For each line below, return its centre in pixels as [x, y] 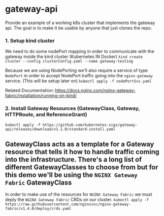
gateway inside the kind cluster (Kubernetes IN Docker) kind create [74, 57]
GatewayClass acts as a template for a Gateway [80, 144]
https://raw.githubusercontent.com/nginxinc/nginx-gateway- [68, 204]
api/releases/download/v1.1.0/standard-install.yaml [60, 129]
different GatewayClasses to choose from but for [82, 167]
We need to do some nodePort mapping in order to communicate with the [80, 51]
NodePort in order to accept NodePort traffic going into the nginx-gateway [79, 76]
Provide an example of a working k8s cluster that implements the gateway [80, 23]
